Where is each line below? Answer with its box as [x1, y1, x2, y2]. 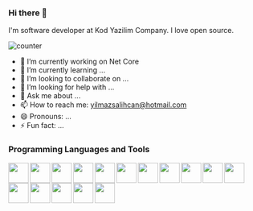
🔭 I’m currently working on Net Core [19, 56, 139, 67]
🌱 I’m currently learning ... [19, 65, 106, 75]
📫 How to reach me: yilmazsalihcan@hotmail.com [19, 100, 187, 110]
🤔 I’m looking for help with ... [19, 82, 115, 92]
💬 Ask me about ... [19, 91, 81, 101]
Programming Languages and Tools [8, 144, 150, 155]
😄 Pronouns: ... [19, 112, 72, 122]
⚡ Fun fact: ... [19, 121, 64, 130]
